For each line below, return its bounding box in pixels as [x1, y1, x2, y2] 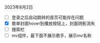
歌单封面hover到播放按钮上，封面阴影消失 [11, 21, 95, 27]
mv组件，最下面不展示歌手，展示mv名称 [11, 33, 92, 39]
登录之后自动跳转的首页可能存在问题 [11, 14, 84, 20]
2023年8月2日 [4, 4, 33, 10]
